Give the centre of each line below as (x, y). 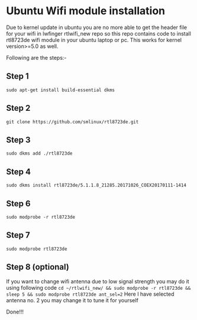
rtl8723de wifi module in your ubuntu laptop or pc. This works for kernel (94, 40)
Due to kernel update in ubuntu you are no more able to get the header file (97, 27)
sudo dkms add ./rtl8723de (39, 153)
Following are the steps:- (36, 57)
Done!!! (15, 312)
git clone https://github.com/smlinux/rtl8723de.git (72, 122)
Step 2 (18, 108)
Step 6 (18, 204)
